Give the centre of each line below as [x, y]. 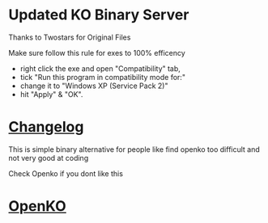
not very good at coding [49, 158]
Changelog [46, 127]
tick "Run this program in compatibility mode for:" [103, 77]
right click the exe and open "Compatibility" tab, [100, 68]
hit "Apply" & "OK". [51, 94]
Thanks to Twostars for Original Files [70, 37]
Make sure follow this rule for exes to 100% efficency [97, 53]
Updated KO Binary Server [99, 15]
